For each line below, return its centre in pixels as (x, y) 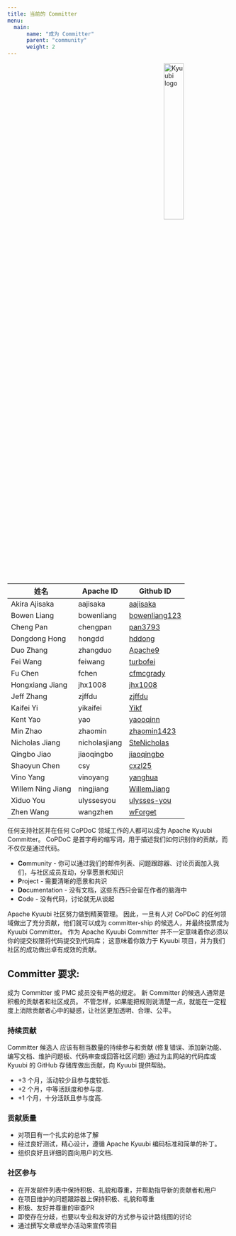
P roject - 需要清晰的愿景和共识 (62, 881)
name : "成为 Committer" (60, 34)
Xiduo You (28, 800)
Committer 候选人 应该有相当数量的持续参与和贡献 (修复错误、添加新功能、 (116, 1048)
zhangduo (95, 650)
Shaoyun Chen (35, 766)
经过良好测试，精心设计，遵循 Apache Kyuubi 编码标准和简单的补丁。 (119, 1144)
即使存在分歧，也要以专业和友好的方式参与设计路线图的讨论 (105, 1216)
